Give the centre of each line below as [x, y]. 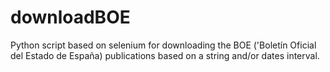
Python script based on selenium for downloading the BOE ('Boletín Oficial [163, 45]
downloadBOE [70, 17]
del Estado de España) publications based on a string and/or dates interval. [165, 55]
